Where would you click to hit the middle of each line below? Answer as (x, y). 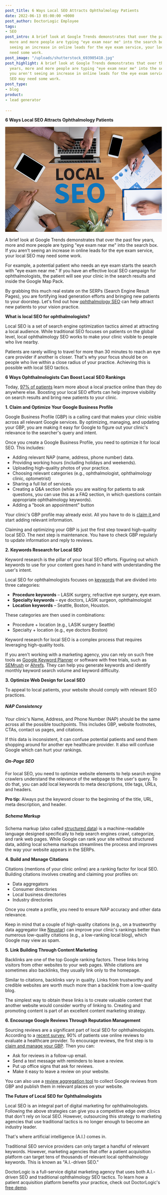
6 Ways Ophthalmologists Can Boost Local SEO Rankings (65, 377)
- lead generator (23, 100)
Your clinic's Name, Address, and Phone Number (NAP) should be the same (83, 719)
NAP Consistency (24, 706)
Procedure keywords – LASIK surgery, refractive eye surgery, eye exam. (87, 595)
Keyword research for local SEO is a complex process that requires (74, 639)
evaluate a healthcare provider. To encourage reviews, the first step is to (79, 1041)
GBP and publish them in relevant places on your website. (64, 1086)
